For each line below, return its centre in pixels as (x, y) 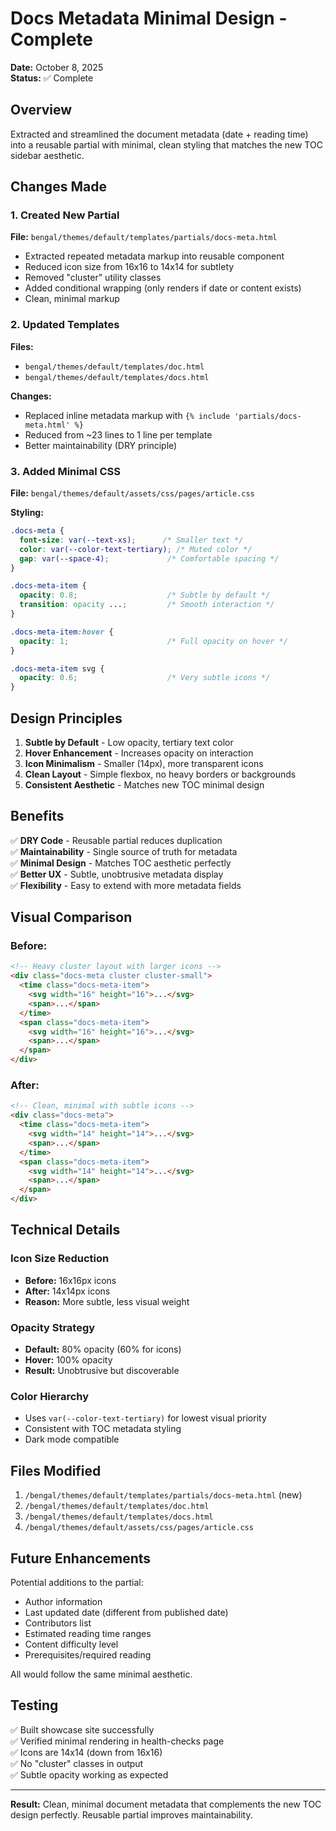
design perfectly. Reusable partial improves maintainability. (131, 1814)
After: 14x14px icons (67, 1291)
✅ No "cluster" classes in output (77, 1763)
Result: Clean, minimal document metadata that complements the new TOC (166, 1804)
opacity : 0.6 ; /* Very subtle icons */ (145, 678)
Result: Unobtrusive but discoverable (102, 1370)
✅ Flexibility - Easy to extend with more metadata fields (126, 885)
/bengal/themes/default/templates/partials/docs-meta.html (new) (163, 1495)
